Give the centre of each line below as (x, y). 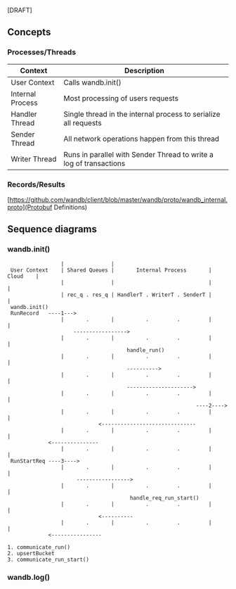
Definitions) (71, 207)
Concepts (29, 32)
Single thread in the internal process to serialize (142, 114)
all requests (82, 122)
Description (144, 70)
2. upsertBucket (31, 553)
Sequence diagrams (52, 229)
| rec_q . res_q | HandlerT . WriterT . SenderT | (136, 295)
